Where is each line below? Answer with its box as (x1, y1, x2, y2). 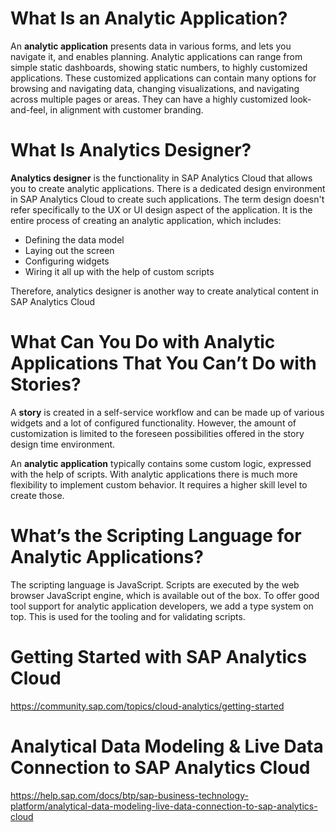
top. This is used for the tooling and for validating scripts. (10, 610, 246, 622)
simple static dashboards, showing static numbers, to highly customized (10, 61, 308, 73)
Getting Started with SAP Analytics (10, 645, 308, 668)
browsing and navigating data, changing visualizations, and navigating (10, 82, 300, 94)
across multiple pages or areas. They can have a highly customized (10, 93, 288, 105)
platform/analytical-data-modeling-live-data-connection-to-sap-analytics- (10, 800, 318, 812)
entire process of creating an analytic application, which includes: (10, 214, 282, 226)
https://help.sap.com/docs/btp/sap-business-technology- (10, 789, 249, 801)
